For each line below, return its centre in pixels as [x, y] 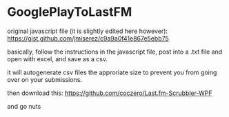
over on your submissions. [45, 79]
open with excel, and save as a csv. [58, 58]
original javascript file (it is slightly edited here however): [87, 31]
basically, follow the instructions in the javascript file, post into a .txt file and [115, 52]
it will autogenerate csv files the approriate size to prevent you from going [112, 72]
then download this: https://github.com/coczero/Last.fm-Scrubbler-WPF [110, 93]
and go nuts [24, 106]
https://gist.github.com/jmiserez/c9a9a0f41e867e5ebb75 [88, 38]
